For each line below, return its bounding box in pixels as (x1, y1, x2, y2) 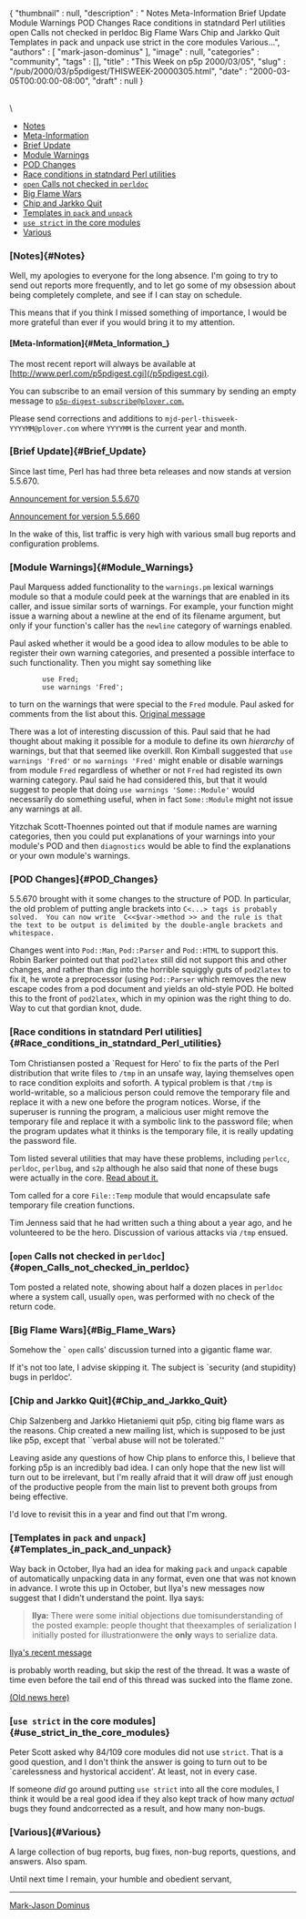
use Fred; (42, 675, 79, 684)
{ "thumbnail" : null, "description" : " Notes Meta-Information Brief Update (9, 8, 287, 18)
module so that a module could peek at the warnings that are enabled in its (9, 591, 290, 602)
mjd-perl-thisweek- (165, 414, 239, 424)
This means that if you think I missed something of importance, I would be (9, 307, 287, 318)
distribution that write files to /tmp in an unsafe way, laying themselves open (9, 1067, 294, 1078)
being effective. (9, 1491, 68, 1502)
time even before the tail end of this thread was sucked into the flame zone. (9, 1674, 293, 1685)
